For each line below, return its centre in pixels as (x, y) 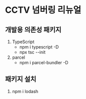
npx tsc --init (32, 52)
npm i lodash (25, 91)
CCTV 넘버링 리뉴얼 (43, 10)
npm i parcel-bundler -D (44, 62)
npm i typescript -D (39, 47)
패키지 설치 (21, 79)
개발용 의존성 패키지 (33, 30)
